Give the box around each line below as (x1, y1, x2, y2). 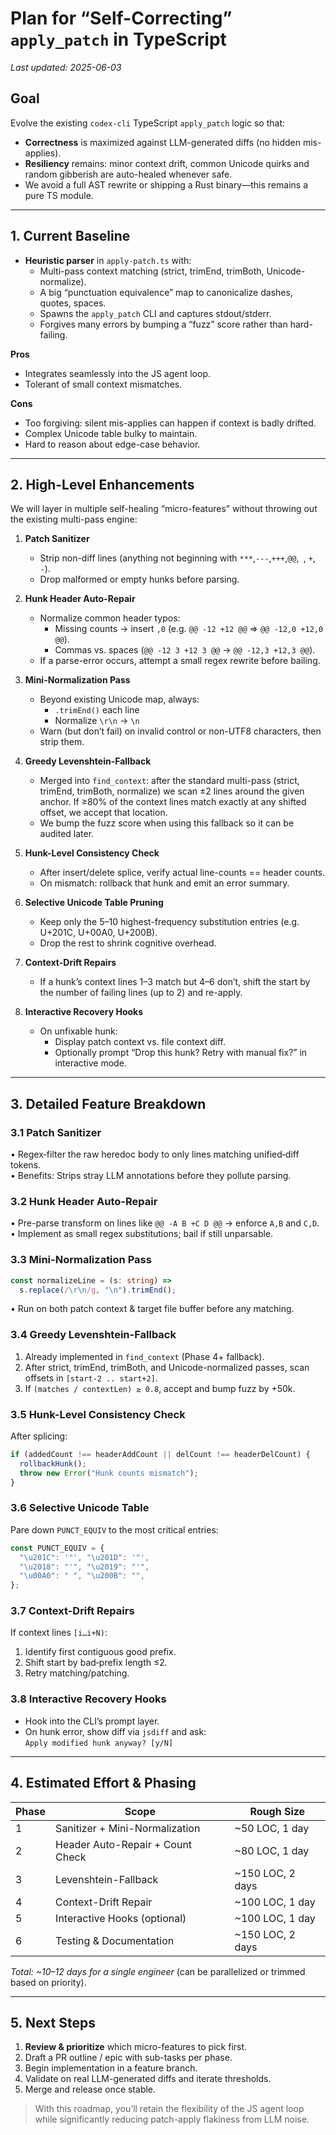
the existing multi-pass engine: (10, 513, 138, 526)
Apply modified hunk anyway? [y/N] (24, 1738, 174, 1748)
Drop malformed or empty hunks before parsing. (39, 573, 240, 586)
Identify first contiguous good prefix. (24, 1646, 177, 1658)
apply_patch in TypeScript (10, 28, 227, 51)
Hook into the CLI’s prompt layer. (24, 1715, 160, 1727)
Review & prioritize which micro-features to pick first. (24, 2041, 248, 2053)
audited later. (39, 828, 95, 840)
